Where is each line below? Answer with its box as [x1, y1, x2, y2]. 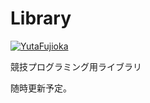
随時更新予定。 [10, 82, 72, 94]
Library [10, 7, 72, 30]
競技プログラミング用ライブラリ [10, 60, 142, 72]
